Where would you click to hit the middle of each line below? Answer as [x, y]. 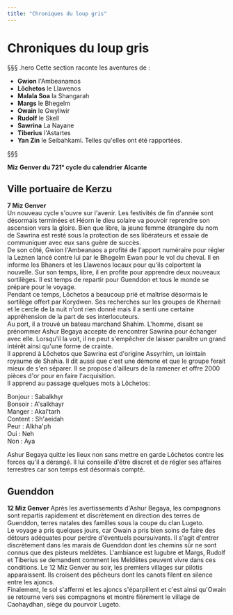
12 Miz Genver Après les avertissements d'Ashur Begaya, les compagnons [114, 508]
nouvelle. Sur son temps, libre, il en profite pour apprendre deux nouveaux [114, 272]
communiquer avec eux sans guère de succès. [74, 243]
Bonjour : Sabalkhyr [35, 397]
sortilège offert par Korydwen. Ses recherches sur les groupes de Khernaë [114, 302]
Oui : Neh [21, 434]
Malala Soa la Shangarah [53, 95]
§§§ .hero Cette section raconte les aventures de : [79, 68]
